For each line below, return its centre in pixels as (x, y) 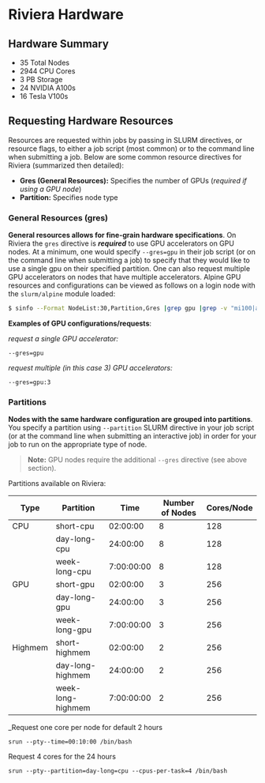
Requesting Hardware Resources (91, 121)
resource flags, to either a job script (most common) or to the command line (131, 149)
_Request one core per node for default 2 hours (86, 728)
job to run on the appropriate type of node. (78, 445)
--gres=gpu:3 (30, 382)
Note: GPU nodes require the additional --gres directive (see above (137, 460)
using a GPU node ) (50, 189)
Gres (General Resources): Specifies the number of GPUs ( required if (133, 180)
